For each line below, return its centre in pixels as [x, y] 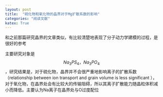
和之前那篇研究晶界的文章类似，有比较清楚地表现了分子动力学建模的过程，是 [81, 37]
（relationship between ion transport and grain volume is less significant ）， [81, 78]
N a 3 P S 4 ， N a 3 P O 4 [81, 63]
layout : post [18, 9]
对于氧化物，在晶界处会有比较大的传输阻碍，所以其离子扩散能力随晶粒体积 [79, 84]
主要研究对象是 [20, 54]
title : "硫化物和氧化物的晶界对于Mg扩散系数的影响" [52, 14]
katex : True [17, 23]
